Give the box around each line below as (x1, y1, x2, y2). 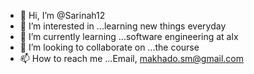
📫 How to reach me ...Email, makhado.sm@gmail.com (19, 53, 245, 64)
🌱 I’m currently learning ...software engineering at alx (19, 31, 239, 42)
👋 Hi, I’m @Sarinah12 (19, 10, 106, 21)
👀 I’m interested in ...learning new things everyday (19, 20, 227, 32)
